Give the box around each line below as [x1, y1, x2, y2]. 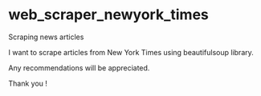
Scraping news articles [8, 32, 84, 42]
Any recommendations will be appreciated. [8, 62, 150, 73]
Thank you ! [8, 78, 48, 88]
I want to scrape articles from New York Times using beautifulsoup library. [8, 47, 255, 57]
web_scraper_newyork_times [8, 6, 209, 24]
